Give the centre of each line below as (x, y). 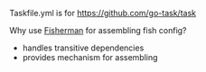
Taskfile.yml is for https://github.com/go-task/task (103, 13)
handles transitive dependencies (83, 48)
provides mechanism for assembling (90, 57)
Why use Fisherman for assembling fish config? (98, 30)
